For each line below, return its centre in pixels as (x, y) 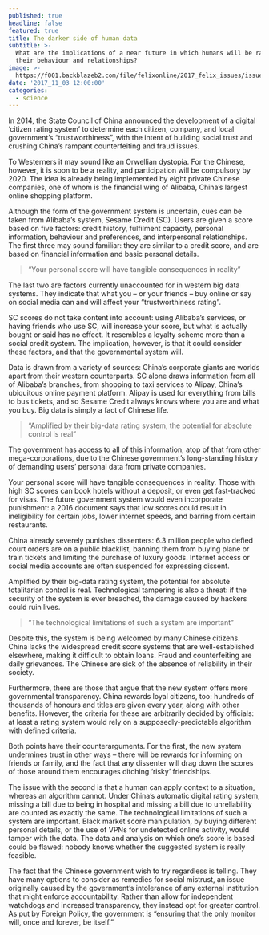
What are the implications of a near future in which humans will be (134, 53)
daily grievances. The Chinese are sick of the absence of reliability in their (130, 664)
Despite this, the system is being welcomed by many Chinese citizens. (124, 638)
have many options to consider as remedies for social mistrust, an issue (126, 880)
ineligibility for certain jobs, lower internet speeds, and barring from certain (132, 516)
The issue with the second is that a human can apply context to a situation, (132, 787)
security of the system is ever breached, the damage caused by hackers (128, 599)
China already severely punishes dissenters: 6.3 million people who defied (131, 541)
